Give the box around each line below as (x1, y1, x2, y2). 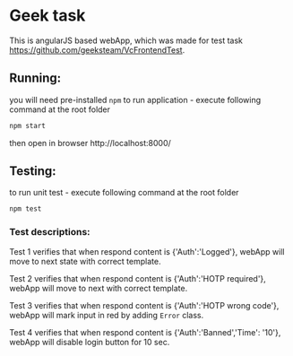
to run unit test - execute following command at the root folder (9, 187, 239, 198)
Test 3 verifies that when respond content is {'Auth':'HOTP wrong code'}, (9, 300, 280, 310)
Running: (9, 71, 62, 86)
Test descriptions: (9, 226, 91, 239)
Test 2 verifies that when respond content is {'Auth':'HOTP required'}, (9, 273, 266, 283)
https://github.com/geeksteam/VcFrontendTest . (9, 44, 185, 55)
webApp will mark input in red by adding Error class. (9, 309, 204, 320)
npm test (9, 204, 42, 213)
